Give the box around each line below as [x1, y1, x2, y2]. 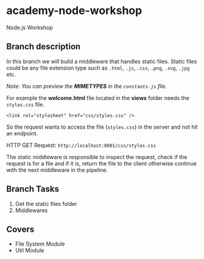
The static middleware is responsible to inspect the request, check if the [6, 153, 188, 160]
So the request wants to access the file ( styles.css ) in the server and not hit [6, 123, 198, 130]
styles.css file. [6, 101, 44, 108]
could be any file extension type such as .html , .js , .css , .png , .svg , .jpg [6, 64, 190, 71]
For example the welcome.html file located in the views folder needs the [6, 94, 190, 101]
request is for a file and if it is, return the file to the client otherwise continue [6, 160, 197, 167]
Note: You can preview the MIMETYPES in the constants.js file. [6, 82, 167, 90]
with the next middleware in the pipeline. [6, 166, 108, 174]
